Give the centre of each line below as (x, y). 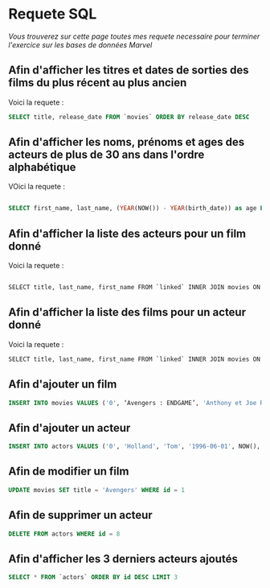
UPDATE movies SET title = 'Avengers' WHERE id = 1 (96, 490)
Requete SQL (53, 14)
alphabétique (42, 167)
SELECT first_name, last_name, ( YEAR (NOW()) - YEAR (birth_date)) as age (133, 209)
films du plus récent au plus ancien (98, 83)
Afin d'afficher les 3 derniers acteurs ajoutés (123, 559)
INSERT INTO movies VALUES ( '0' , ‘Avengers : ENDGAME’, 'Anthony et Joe (133, 403)
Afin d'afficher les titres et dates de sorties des (129, 70)
